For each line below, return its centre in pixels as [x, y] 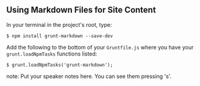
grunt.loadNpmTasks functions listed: [52, 54]
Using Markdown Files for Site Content [81, 10]
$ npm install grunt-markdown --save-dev [60, 36]
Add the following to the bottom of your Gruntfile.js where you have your [100, 47]
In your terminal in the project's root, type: [59, 24]
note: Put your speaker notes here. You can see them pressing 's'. [89, 76]
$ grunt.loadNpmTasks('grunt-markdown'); [60, 65]
